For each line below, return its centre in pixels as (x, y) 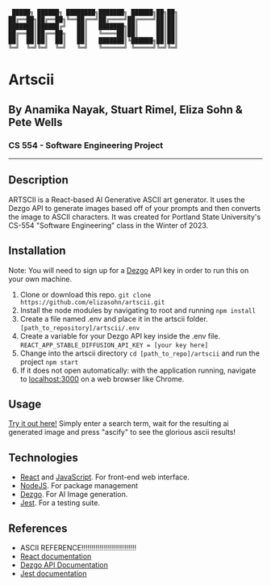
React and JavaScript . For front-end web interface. (104, 477)
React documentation (56, 556)
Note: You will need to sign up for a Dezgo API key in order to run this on (129, 270)
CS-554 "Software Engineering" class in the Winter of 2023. (108, 225)
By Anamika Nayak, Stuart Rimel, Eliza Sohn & (126, 110)
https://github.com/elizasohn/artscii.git (92, 302)
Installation (37, 251)
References (38, 528)
